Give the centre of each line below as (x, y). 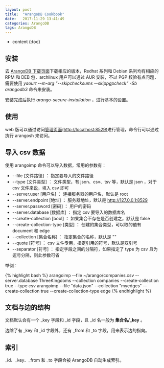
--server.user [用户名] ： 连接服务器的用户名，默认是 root (70, 194)
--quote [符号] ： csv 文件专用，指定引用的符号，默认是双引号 (75, 243)
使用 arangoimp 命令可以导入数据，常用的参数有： (56, 165)
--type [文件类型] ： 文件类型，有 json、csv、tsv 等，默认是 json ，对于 (84, 182)
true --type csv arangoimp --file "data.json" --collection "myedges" (73, 286)
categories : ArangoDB (27, 23)
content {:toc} (26, 42)
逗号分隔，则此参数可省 (36, 255)
